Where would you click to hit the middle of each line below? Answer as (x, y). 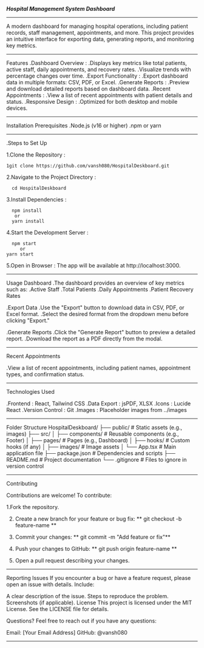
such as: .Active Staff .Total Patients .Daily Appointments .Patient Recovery (100, 289)
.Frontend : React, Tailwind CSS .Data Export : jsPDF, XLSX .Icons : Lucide (99, 403)
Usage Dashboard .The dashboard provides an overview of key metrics (95, 283)
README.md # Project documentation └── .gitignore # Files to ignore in (97, 460)
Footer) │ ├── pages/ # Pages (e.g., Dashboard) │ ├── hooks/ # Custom (98, 440)
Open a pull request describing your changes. (72, 560)
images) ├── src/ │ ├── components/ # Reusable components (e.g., (93, 434)
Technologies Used (30, 392)
